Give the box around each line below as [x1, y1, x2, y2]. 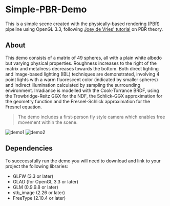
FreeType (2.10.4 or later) [12, 195, 66, 201]
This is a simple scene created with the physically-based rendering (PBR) [5, 21, 160, 27]
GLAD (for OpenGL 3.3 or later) [12, 178, 78, 184]
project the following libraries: [5, 163, 68, 169]
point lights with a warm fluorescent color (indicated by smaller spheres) [5, 76, 158, 83]
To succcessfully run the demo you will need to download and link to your [5, 158, 161, 164]
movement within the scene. [17, 119, 78, 125]
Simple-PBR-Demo [5, 4, 87, 15]
